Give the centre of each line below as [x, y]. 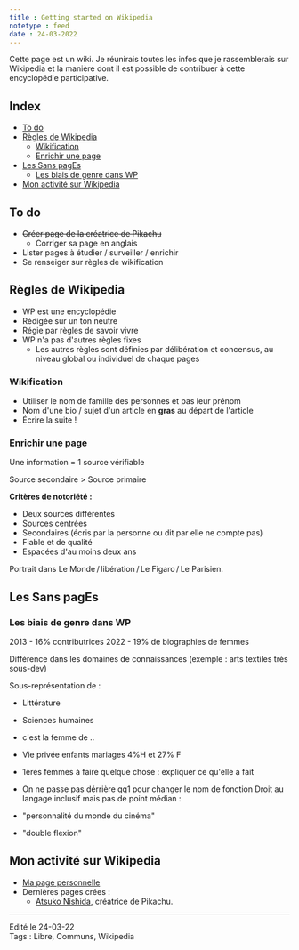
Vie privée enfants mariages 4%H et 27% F [101, 755]
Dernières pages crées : [66, 891]
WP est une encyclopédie [69, 311]
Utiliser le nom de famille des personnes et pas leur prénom [132, 401]
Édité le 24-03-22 [42, 927]
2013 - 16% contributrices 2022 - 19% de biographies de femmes [129, 642]
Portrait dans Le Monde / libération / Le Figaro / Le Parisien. [117, 569]
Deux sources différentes [69, 514]
